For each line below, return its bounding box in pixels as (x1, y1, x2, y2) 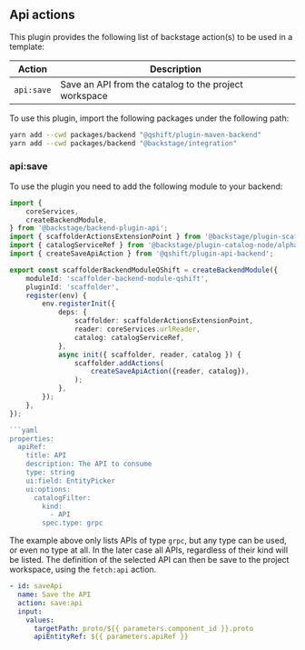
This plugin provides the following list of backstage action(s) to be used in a (9, 31, 293, 42)
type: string (25, 468, 75, 477)
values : (25, 615, 54, 625)
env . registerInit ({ (42, 299, 116, 308)
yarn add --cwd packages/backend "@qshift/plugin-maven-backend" (9, 130, 261, 139)
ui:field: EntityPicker (25, 476, 116, 485)
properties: (9, 434, 54, 444)
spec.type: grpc (42, 518, 103, 528)
